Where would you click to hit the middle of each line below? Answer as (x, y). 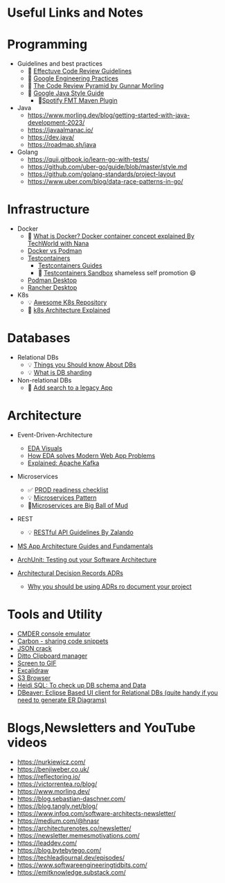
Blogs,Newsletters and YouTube (101, 728)
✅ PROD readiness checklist (68, 489)
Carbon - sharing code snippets (63, 641)
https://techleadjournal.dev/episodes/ (71, 857)
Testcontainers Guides (70, 265)
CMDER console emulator (54, 633)
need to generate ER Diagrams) (62, 700)
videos (27, 743)
